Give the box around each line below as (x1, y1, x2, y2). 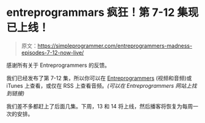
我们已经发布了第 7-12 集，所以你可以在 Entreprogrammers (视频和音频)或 (6, 74, 192, 82)
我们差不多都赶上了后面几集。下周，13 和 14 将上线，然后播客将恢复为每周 (6, 102, 193, 110)
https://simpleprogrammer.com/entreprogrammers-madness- (37, 42, 193, 49)
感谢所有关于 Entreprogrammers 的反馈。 (6, 61, 110, 69)
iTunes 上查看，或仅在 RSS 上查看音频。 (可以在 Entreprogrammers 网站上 (6, 82, 192, 89)
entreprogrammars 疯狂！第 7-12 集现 (6, 5, 199, 19)
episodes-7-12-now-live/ (21, 49, 84, 56)
